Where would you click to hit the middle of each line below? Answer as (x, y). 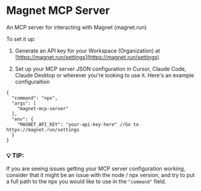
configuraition (32, 82)
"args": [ (24, 103)
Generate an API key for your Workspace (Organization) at (88, 50)
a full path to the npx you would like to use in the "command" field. (86, 181)
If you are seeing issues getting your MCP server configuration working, (96, 169)
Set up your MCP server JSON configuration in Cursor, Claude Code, (101, 69)
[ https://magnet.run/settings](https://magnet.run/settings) (87, 57)
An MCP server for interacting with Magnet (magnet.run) (76, 27)
